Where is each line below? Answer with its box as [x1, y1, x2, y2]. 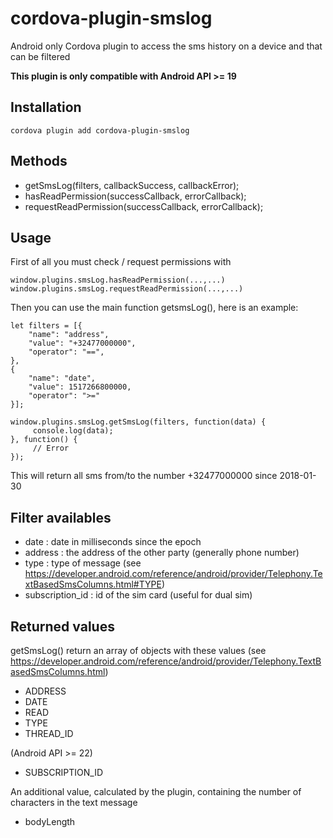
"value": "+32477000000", [28, 338, 137, 349]
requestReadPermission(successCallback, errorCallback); [24, 200, 264, 212]
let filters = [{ [10, 321, 83, 331]
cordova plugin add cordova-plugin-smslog [10, 125, 190, 136]
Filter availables [10, 509, 112, 526]
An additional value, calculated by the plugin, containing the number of [10, 786, 302, 797]
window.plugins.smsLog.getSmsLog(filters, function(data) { [10, 417, 267, 427]
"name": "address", [28, 330, 110, 340]
